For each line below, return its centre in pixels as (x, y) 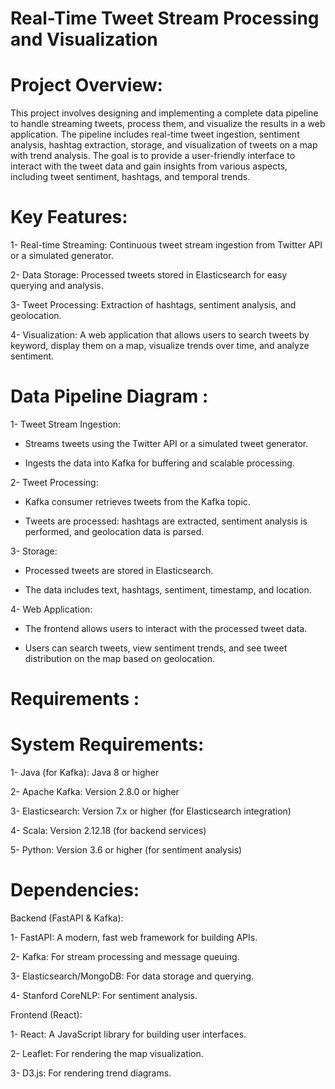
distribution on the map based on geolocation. (119, 658)
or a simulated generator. (62, 256)
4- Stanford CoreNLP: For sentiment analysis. (104, 996)
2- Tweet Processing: (54, 482)
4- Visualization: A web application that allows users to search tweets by (160, 335)
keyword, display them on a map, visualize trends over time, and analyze (160, 346)
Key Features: (69, 217)
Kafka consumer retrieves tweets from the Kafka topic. (137, 501)
